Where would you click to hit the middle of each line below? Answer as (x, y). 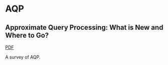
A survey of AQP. (23, 57)
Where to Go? (27, 35)
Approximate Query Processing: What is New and (84, 27)
